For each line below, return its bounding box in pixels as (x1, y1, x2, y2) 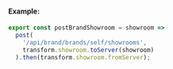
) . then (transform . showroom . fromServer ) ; (15, 53, 151, 61)
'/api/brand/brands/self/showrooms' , (22, 38, 148, 47)
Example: (8, 6, 40, 16)
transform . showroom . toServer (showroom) (22, 46, 155, 54)
